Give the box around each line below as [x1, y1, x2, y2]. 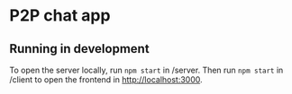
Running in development [9, 41, 151, 56]
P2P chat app [9, 5, 111, 26]
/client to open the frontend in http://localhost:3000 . [9, 74, 203, 85]
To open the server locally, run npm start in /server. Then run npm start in [9, 64, 284, 75]
